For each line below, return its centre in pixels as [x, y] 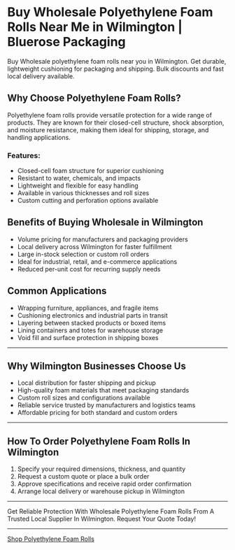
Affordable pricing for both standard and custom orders [97, 413]
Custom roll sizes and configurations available [84, 398]
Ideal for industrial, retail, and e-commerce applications [97, 261]
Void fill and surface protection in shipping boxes [88, 337]
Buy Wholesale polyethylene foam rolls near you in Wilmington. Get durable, [117, 61]
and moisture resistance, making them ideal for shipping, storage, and [108, 129]
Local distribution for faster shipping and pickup [86, 383]
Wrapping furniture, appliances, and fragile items [88, 308]
